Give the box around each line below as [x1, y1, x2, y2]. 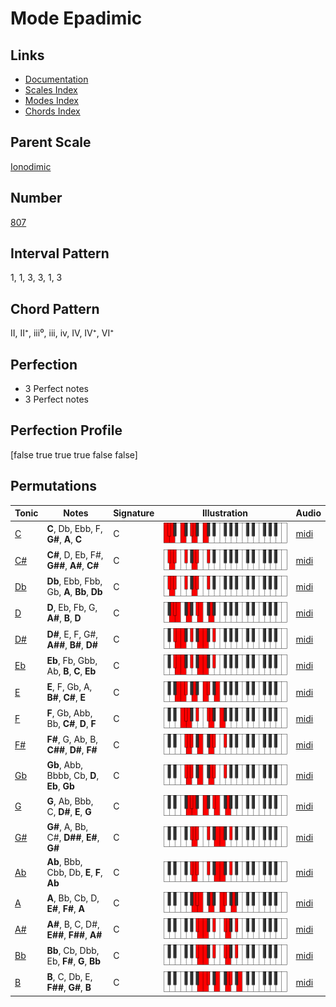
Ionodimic [10, 160, 52, 172]
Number [10, 190, 63, 207]
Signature [113, 507, 155, 519]
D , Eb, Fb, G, [46, 602, 98, 614]
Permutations [10, 478, 97, 495]
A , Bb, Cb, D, [46, 892, 100, 904]
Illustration [201, 507, 248, 519]
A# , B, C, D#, [46, 918, 100, 930]
